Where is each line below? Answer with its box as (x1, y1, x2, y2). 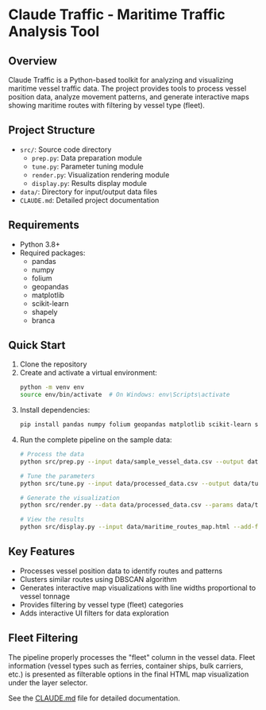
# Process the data (19, 451, 85, 459)
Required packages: (19, 248, 86, 258)
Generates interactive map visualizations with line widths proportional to (19, 583, 256, 592)
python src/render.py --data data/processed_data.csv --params (19, 501, 234, 510)
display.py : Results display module (31, 178, 147, 188)
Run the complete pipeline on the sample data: (19, 435, 172, 444)
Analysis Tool (8, 22, 100, 41)
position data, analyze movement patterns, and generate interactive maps (8, 92, 250, 101)
